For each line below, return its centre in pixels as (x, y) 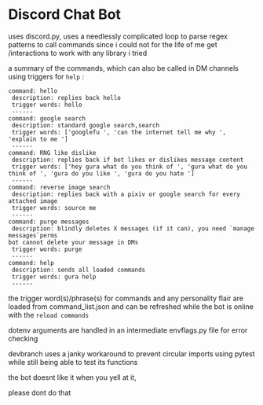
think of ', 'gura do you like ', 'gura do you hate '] (101, 173)
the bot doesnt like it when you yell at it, (73, 377)
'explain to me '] (38, 139)
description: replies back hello (66, 98)
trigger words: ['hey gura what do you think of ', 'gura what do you (129, 167)
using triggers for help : (46, 76)
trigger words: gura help (54, 277)
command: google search (47, 118)
